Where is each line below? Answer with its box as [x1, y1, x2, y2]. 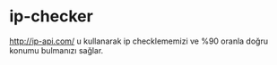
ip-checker [9, 6, 94, 27]
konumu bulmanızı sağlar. [9, 45, 104, 55]
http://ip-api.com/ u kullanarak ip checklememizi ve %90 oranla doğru [9, 36, 269, 46]
